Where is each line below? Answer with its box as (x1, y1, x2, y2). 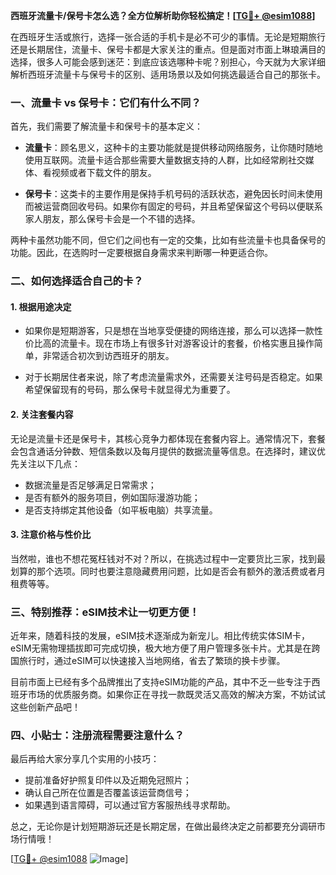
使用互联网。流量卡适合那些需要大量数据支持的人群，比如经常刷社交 (24, 154, 306, 166)
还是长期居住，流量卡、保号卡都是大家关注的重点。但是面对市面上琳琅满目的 (10, 44, 326, 55)
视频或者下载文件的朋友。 (51, 167, 157, 179)
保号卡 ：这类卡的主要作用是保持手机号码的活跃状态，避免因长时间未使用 (24, 188, 323, 200)
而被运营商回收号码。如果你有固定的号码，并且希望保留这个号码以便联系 (24, 200, 323, 213)
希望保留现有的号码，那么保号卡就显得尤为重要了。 (24, 384, 236, 396)
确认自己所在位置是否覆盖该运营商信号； (24, 787, 192, 799)
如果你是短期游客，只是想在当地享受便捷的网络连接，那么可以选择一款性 (24, 325, 323, 337)
